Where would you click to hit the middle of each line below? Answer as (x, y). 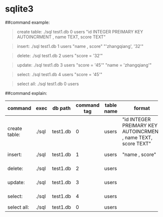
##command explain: (26, 93)
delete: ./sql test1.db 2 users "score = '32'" (60, 55)
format (142, 108)
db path (62, 108)
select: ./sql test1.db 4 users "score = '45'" (60, 74)
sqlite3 (19, 9)
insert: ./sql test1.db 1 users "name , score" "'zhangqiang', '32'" (80, 46)
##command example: (27, 22)
